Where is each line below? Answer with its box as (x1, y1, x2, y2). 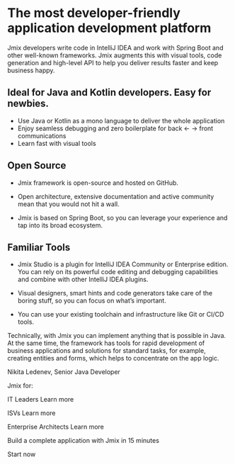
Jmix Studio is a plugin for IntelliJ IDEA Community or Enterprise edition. (17, 260, 229, 268)
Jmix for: (7, 381, 33, 390)
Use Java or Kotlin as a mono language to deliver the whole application (17, 116, 225, 125)
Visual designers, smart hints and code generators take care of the (17, 289, 213, 298)
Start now (7, 450, 36, 458)
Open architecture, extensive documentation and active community (17, 192, 214, 200)
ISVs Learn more (7, 409, 56, 417)
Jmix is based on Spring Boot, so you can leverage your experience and (17, 213, 228, 222)
